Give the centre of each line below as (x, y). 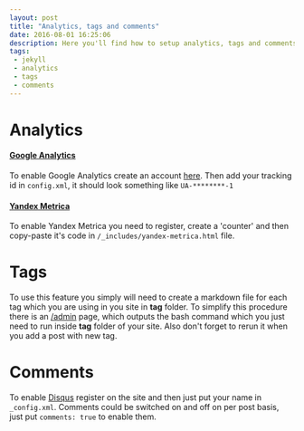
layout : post (34, 18)
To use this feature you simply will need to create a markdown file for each (148, 297)
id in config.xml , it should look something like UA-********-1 (121, 186)
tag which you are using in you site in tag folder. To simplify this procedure (148, 307)
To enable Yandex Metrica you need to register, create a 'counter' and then (149, 226)
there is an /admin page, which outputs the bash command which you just (147, 317)
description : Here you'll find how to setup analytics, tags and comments (153, 43)
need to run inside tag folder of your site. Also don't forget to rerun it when (148, 326)
